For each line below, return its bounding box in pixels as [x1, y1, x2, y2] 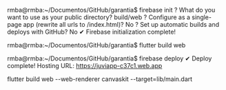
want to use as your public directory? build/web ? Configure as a [7, 13, 191, 21]
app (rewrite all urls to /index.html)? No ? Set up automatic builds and [23, 21, 220, 28]
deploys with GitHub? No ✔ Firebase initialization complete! [7, 27, 176, 36]
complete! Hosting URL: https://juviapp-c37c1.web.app [7, 62, 163, 69]
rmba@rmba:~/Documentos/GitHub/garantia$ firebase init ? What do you [7, 6, 216, 14]
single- [192, 13, 212, 21]
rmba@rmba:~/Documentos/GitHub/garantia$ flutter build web [7, 41, 186, 49]
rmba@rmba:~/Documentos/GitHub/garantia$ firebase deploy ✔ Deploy [7, 54, 212, 63]
